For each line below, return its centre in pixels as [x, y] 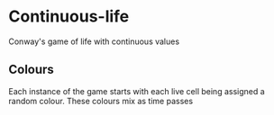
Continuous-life [69, 17]
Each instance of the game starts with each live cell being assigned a [137, 91]
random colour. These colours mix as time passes [101, 101]
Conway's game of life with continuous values [94, 41]
